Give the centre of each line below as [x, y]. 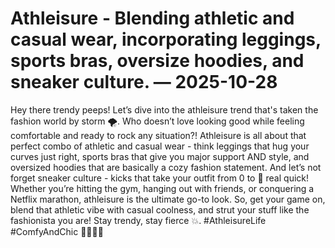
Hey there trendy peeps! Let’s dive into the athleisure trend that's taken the [164, 109]
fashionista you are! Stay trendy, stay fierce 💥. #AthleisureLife [138, 220]
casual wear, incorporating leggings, [166, 39]
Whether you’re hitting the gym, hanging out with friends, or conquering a [162, 188]
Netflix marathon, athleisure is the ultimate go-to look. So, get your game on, [168, 199]
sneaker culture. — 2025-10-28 [144, 82]
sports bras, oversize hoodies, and [157, 61]
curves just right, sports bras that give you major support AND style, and [160, 156]
